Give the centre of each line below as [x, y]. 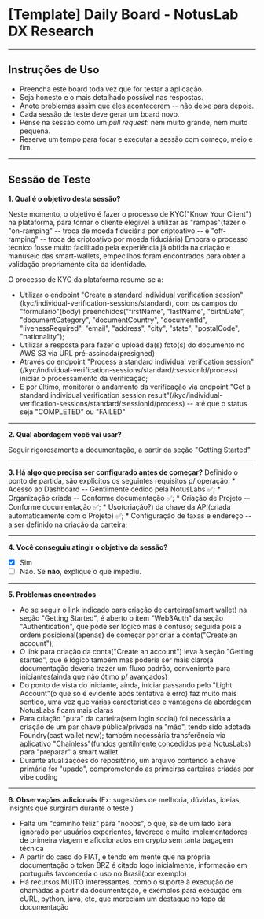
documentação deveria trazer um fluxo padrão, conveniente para [125, 668]
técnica [32, 848]
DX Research [51, 31]
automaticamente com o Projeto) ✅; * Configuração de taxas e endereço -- [130, 515]
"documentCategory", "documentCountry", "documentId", [113, 320]
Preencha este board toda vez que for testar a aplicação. [112, 89]
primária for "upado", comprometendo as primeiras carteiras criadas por [137, 769]
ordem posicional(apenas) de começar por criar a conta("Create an [128, 635]
